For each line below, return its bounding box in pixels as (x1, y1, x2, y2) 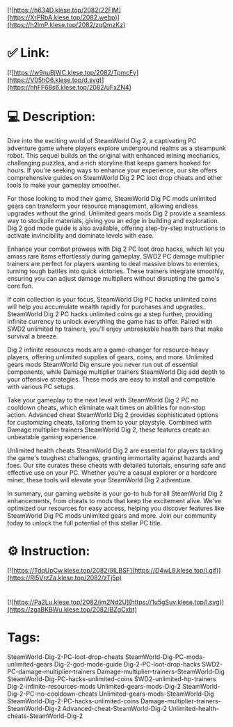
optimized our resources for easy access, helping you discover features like (7, 504, 225, 512)
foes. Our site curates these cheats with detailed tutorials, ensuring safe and (7, 461, 226, 469)
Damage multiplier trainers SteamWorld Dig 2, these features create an (7, 425, 210, 434)
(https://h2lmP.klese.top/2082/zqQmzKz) (7, 21, 126, 28)
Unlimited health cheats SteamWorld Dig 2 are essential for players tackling (7, 446, 223, 455)
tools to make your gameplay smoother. (7, 181, 120, 189)
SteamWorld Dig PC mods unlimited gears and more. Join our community (7, 511, 217, 520)
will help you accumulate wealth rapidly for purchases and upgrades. (7, 302, 205, 311)
